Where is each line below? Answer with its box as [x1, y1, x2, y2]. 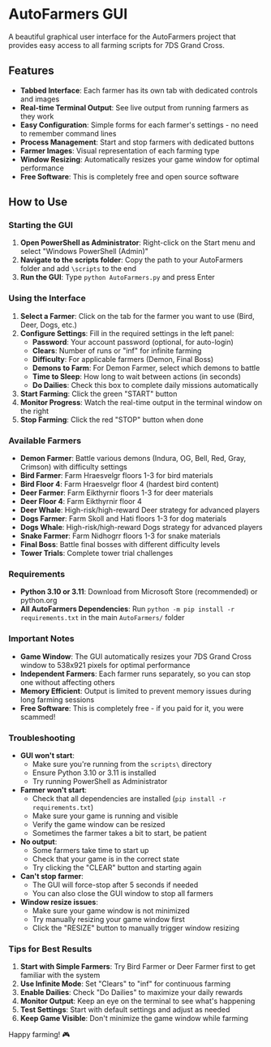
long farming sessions [19, 695, 95, 704]
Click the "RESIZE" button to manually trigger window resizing [32, 923, 240, 933]
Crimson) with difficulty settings [19, 462, 127, 472]
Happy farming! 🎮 [8, 1030, 71, 1040]
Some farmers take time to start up [32, 845, 149, 855]
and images [19, 94, 60, 104]
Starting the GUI [8, 220, 73, 231]
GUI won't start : [19, 750, 75, 760]
